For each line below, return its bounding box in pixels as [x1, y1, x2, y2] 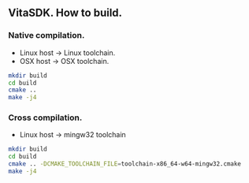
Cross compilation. [8, 112, 83, 123]
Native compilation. [8, 30, 85, 41]
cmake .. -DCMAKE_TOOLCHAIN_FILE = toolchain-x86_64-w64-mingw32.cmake [8, 160, 242, 168]
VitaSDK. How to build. [8, 6, 123, 20]
